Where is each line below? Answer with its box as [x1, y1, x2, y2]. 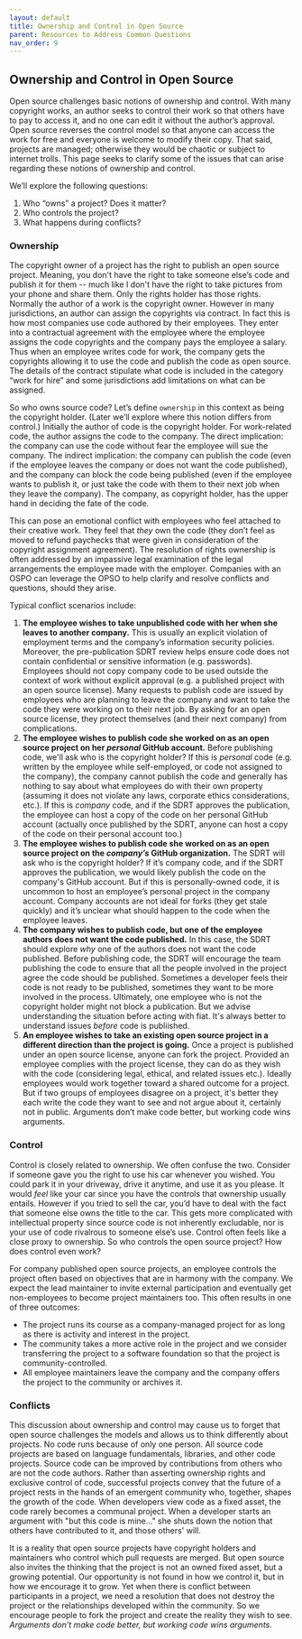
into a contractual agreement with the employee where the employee [9, 327, 266, 338]
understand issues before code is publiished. [22, 1021, 190, 1032]
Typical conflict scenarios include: [9, 600, 137, 611]
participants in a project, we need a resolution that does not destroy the [9, 1590, 275, 1601]
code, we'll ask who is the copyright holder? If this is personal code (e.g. [22, 752, 293, 763]
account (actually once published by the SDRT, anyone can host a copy [22, 819, 288, 830]
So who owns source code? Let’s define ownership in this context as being [9, 403, 285, 413]
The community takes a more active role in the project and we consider [22, 1338, 288, 1349]
